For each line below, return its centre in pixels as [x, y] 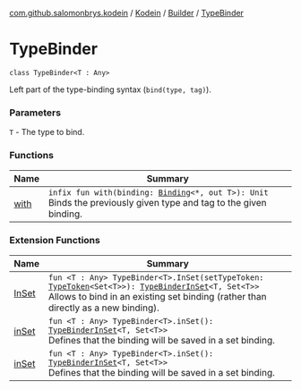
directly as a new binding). [103, 308]
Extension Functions [55, 241]
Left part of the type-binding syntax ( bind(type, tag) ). [111, 89]
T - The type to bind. [47, 132]
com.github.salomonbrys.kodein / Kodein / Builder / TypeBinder [127, 13]
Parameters [35, 113]
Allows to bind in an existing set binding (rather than [157, 296]
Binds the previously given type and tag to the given [157, 202]
